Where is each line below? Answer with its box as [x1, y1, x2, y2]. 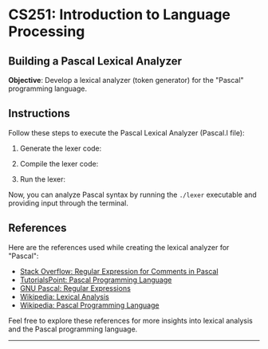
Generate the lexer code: [19, 143, 102, 153]
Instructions [8, 107, 70, 120]
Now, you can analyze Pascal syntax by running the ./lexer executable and [8, 190, 257, 199]
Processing [8, 22, 85, 41]
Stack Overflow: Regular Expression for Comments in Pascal [19, 266, 219, 276]
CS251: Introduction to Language [8, 6, 231, 24]
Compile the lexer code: [19, 159, 99, 168]
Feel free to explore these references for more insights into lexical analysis [8, 316, 253, 325]
